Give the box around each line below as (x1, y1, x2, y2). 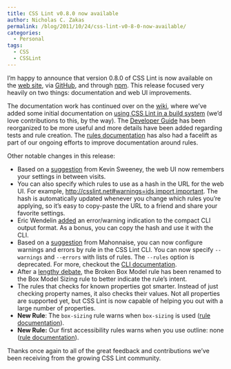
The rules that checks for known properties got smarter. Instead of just (17, 282, 219, 290)
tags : (7, 42, 23, 49)
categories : (7, 29, 41, 36)
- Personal (13, 36, 45, 43)
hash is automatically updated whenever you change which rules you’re (17, 194, 221, 202)
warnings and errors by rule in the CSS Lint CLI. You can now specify (17, 245, 214, 253)
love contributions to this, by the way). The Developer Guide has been (7, 116, 205, 125)
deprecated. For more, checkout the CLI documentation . (17, 260, 177, 268)
